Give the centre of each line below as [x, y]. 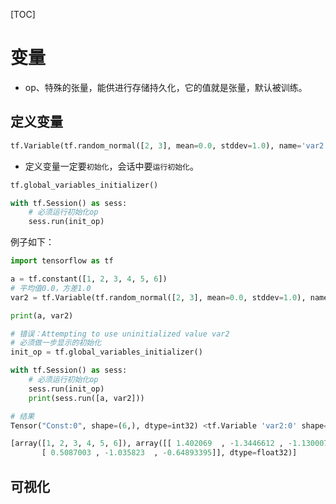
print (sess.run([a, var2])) [86, 398]
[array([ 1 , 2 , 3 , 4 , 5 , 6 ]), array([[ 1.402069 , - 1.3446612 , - [151, 444]
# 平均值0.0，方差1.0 [51, 288]
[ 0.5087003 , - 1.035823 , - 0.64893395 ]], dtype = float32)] [169, 453]
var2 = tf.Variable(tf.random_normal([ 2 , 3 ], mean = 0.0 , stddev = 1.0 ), [158, 297]
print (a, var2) [42, 315]
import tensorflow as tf [62, 261]
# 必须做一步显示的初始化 [56, 343]
